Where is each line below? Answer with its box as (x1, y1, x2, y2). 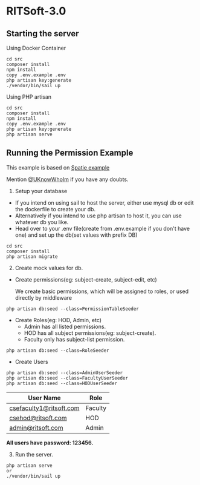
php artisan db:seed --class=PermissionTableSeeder (6, 306, 139, 312)
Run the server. (15, 450, 53, 458)
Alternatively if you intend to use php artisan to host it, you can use (15, 212, 182, 219)
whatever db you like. (15, 218, 69, 225)
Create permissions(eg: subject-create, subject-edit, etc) (15, 275, 157, 283)
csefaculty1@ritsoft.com (9, 404, 80, 412)
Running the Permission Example (6, 148, 134, 158)
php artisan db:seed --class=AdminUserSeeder (6, 369, 123, 376)
